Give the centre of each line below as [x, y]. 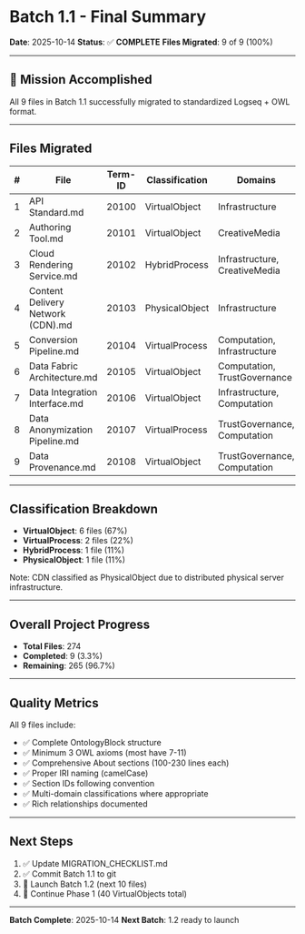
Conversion [54, 340]
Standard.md [56, 212]
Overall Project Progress [80, 624]
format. [23, 111]
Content [46, 290]
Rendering [51, 264]
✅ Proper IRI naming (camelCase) [85, 773]
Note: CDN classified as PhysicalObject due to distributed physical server [147, 578]
